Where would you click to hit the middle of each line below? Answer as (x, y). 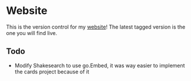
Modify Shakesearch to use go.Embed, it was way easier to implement (100, 65)
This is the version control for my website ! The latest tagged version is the (96, 27)
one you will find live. (32, 33)
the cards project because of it (52, 72)
